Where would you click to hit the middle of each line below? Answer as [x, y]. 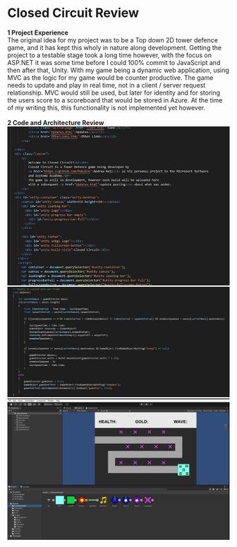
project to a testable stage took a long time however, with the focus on [110, 55]
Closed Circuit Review [73, 13]
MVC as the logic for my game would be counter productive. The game [110, 77]
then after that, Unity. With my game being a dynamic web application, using [118, 70]
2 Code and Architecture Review [56, 122]
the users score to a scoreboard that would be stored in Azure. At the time [115, 100]
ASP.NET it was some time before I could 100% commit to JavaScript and [114, 62]
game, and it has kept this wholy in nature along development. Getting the [115, 47]
